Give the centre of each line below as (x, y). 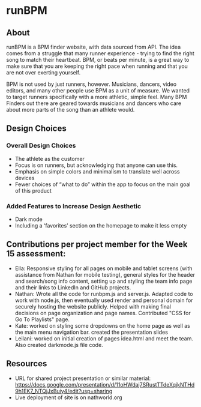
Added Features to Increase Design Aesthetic (74, 206)
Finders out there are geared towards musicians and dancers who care (94, 103)
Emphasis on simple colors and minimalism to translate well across (97, 171)
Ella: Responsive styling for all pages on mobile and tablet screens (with (103, 268)
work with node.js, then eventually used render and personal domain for (104, 300)
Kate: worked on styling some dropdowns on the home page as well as (103, 325)
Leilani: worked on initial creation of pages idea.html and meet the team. (104, 338)
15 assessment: (36, 254)
